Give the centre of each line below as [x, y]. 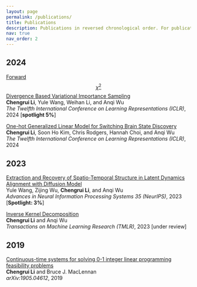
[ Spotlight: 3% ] [25, 203]
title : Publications [31, 22]
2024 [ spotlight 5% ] [31, 115]
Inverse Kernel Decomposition [43, 214]
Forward [16, 76]
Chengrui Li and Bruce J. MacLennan [51, 272]
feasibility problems [30, 266]
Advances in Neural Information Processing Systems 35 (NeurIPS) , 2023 [94, 196]
